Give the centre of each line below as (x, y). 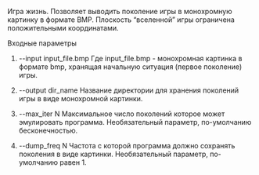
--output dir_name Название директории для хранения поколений (129, 90)
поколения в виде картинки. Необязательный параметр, (113, 154)
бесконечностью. (48, 130)
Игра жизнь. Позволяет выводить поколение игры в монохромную (120, 11)
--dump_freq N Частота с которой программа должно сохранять (127, 146)
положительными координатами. (63, 28)
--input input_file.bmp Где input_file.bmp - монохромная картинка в (130, 58)
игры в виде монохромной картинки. (81, 98)
